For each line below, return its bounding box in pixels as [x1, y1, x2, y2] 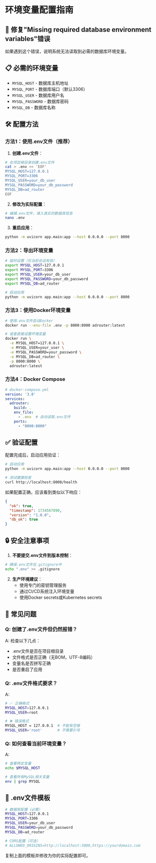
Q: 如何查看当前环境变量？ [5, 740, 67, 747]
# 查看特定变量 [5, 761, 32, 766]
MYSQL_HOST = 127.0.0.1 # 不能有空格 [5, 723, 80, 728]
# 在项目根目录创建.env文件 [5, 160, 55, 165]
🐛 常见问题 [5, 610, 37, 618]
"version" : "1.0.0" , [9, 513, 51, 517]
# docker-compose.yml [5, 387, 49, 392]
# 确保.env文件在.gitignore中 [5, 562, 62, 567]
